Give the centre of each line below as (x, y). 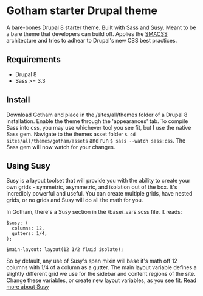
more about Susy (28, 287)
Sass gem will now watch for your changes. (61, 147)
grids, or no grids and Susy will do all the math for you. (75, 200)
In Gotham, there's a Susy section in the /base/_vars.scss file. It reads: (94, 212)
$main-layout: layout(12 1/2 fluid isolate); (65, 250)
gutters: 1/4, (29, 234)
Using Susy (28, 166)
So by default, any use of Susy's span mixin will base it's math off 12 (92, 261)
